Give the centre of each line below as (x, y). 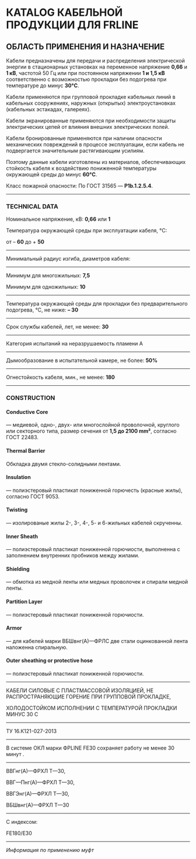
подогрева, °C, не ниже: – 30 (42, 310)
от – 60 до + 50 (25, 242)
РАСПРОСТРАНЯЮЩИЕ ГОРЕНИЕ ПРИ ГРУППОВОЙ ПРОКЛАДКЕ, (88, 697)
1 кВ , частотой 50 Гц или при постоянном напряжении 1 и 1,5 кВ (85, 73)
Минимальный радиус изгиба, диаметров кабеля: (68, 259)
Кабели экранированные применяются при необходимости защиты (91, 121)
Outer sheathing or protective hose (50, 660)
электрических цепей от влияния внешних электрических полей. (88, 127)
